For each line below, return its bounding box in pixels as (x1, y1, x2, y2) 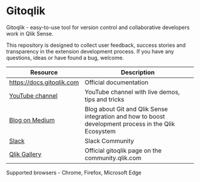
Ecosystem (85, 127, 116, 135)
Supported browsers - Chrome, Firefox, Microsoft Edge (6, 169, 142, 176)
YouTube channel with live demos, (85, 88, 180, 96)
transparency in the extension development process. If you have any (6, 47, 174, 55)
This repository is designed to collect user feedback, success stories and (6, 41, 186, 49)
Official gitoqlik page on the (85, 146, 162, 155)
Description (121, 68, 155, 76)
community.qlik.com (85, 154, 142, 162)
